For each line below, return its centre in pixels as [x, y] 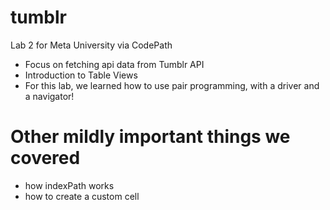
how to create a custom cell [82, 196]
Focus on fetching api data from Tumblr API [114, 64]
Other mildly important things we [150, 137]
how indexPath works [69, 185]
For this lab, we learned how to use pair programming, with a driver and [172, 85]
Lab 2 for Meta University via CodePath [91, 45]
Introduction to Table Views [81, 75]
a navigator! [49, 96]
